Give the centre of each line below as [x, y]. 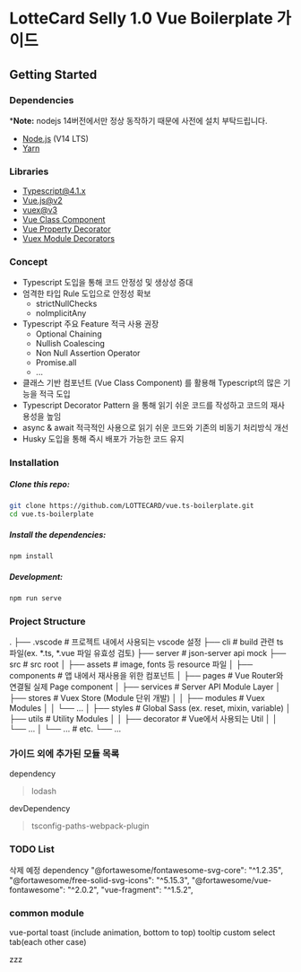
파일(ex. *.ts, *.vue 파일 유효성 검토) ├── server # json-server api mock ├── [148, 653]
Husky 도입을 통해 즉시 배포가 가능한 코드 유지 [103, 439]
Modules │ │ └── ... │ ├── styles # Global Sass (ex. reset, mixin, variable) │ [150, 708]
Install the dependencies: [58, 534]
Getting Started [53, 74]
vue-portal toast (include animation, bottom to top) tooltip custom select [142, 932]
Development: [36, 576]
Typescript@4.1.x [54, 191]
